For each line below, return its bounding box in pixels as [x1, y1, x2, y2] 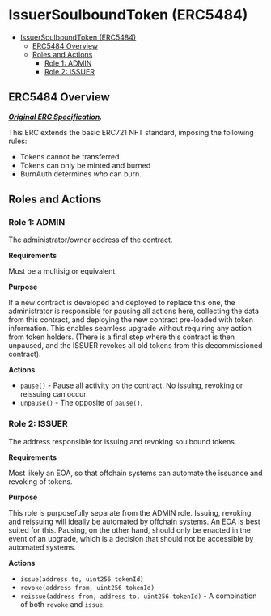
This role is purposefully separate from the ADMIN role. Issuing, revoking [8, 508, 252, 517]
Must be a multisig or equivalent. [8, 266, 117, 276]
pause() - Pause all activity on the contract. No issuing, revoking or [19, 380, 243, 390]
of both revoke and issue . [19, 599, 105, 609]
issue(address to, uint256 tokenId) [19, 575, 144, 584]
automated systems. [8, 542, 77, 552]
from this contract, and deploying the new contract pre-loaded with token [8, 315, 253, 325]
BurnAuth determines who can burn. [19, 168, 142, 179]
